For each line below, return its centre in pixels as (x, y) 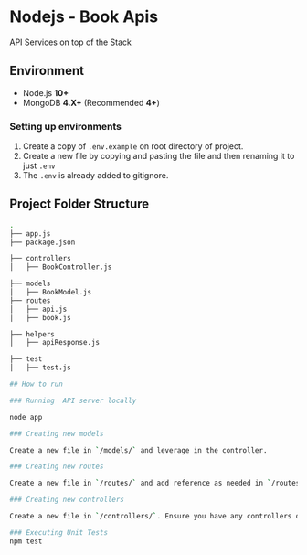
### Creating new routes (57, 467)
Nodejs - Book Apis (84, 17)
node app (26, 417)
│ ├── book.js (40, 317)
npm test (26, 541)
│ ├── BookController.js (61, 267)
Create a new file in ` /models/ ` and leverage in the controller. (138, 450)
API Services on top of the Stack (71, 42)
